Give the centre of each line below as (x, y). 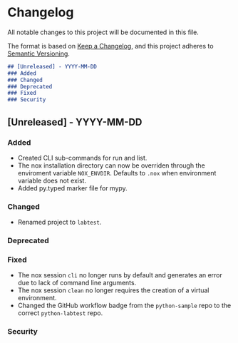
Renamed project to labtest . (59, 222)
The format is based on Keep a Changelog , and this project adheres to (110, 46)
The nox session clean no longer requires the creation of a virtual (113, 290)
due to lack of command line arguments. (77, 283)
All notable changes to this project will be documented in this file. (103, 32)
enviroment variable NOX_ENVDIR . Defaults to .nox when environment (117, 173)
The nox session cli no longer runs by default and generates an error (120, 275)
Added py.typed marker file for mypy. (73, 188)
